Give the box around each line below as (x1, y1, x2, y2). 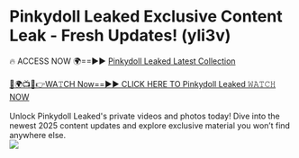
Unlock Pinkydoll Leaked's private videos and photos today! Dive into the (9, 110, 281, 121)
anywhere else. (9, 129, 66, 140)
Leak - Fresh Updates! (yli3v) (9, 25, 231, 46)
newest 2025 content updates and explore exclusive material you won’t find (9, 119, 291, 131)
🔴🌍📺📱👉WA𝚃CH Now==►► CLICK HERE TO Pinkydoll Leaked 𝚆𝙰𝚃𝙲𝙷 (9, 78, 276, 89)
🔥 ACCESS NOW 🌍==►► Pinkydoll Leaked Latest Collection (9, 56, 236, 66)
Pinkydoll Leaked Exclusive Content (9, 6, 283, 27)
